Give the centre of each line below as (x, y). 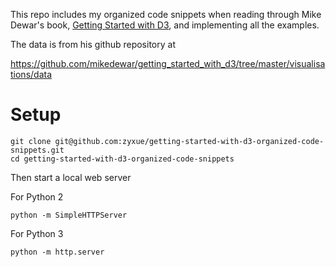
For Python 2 (37, 196)
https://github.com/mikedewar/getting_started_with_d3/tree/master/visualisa (168, 63)
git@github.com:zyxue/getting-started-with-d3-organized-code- (189, 141)
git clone (31, 141)
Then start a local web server (71, 177)
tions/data (31, 74)
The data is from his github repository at (93, 44)
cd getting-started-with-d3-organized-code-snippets (122, 159)
